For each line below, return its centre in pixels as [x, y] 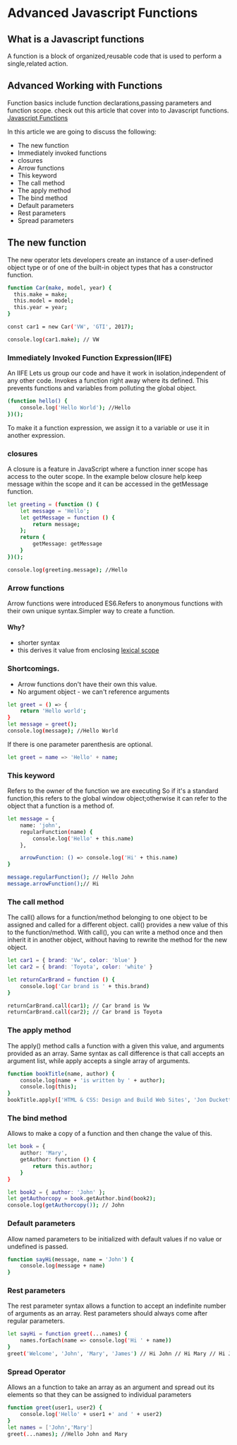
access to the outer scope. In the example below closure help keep [105, 476]
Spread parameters [45, 220]
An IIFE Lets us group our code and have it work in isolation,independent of [117, 373]
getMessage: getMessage [67, 544]
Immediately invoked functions [62, 153]
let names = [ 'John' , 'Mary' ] [50, 1427]
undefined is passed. [38, 1246]
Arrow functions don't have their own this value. [87, 684]
